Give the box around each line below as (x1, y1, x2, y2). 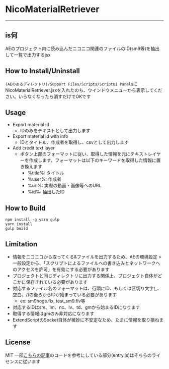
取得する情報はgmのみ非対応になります (12, 310, 95, 317)
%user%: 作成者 (27, 176, 61, 182)
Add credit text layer (12, 145, 55, 151)
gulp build (5, 226, 28, 231)
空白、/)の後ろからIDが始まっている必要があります (12, 292, 117, 297)
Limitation (5, 240, 38, 248)
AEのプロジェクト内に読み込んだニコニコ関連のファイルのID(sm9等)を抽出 (5, 45, 160, 51)
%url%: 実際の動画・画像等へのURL (27, 183, 102, 189)
